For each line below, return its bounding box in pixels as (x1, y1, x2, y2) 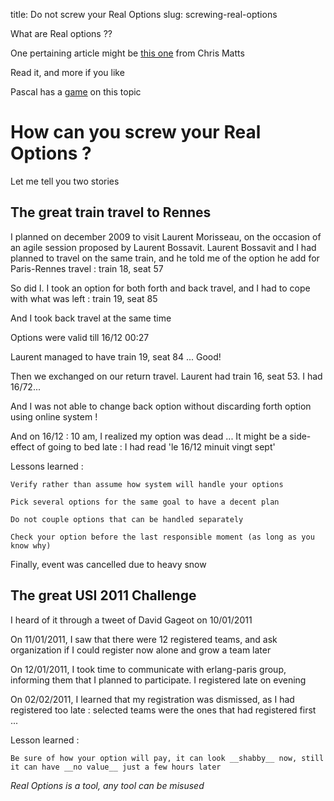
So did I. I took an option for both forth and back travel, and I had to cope (10, 282, 311, 294)
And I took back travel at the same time (10, 312, 172, 324)
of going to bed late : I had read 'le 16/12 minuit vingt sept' (36, 440, 276, 453)
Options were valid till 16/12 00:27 (10, 331, 150, 343)
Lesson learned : (10, 734, 80, 746)
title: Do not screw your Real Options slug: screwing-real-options (10, 9, 278, 20)
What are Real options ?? (10, 28, 113, 39)
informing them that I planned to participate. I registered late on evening (10, 674, 307, 686)
